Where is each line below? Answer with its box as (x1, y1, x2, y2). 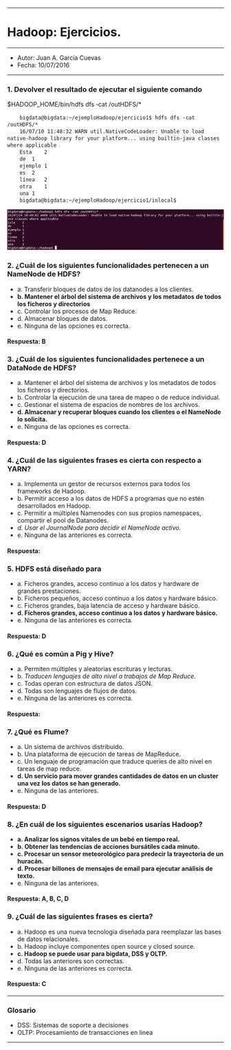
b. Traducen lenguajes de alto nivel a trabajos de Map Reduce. (16, 672, 196, 680)
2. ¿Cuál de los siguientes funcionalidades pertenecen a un (7, 261, 210, 271)
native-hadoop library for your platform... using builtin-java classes (7, 135, 220, 142)
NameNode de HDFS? (7, 269, 81, 279)
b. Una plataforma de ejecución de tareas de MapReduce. (16, 750, 181, 758)
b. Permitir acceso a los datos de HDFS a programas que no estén (16, 494, 205, 503)
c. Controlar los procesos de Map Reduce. (16, 307, 137, 315)
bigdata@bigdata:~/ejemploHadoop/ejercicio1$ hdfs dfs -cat (19, 114, 195, 121)
